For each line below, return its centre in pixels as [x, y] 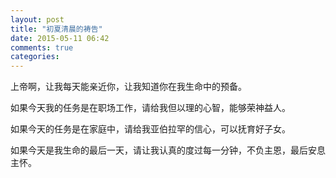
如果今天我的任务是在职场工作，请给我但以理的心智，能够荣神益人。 [150, 108]
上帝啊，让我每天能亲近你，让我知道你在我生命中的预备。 [128, 87]
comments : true [42, 47]
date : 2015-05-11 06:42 [60, 38]
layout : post [37, 19]
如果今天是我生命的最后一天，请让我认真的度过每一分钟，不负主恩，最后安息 [168, 150]
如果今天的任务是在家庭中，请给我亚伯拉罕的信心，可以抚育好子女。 [150, 129]
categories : [35, 57]
